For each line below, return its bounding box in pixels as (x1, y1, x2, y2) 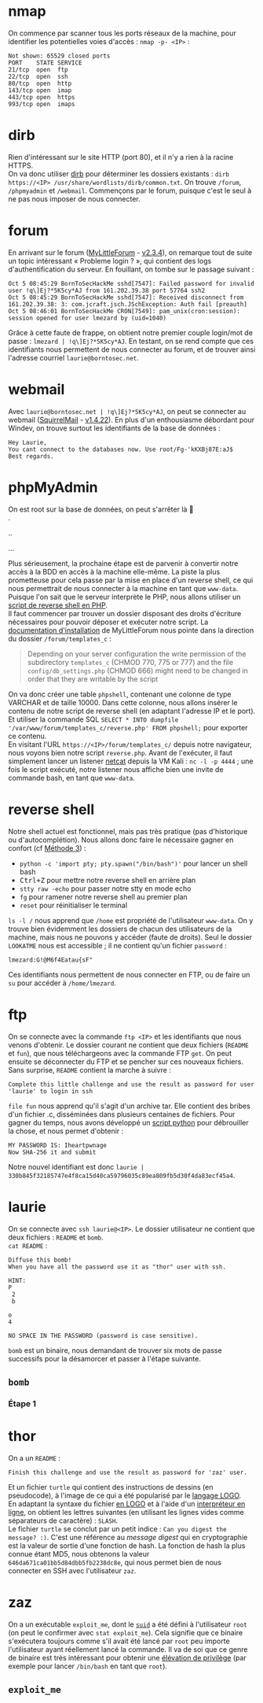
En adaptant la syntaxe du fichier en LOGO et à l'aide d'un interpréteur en (8, 1498, 246, 1509)
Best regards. (8, 452, 55, 460)
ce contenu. (8, 731, 47, 741)
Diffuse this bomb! (8, 1256, 72, 1264)
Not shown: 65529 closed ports (8, 52, 111, 60)
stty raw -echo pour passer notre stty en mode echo (19, 884, 192, 893)
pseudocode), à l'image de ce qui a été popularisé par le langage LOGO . (8, 1491, 242, 1500)
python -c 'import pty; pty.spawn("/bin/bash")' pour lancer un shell (19, 859, 248, 868)
